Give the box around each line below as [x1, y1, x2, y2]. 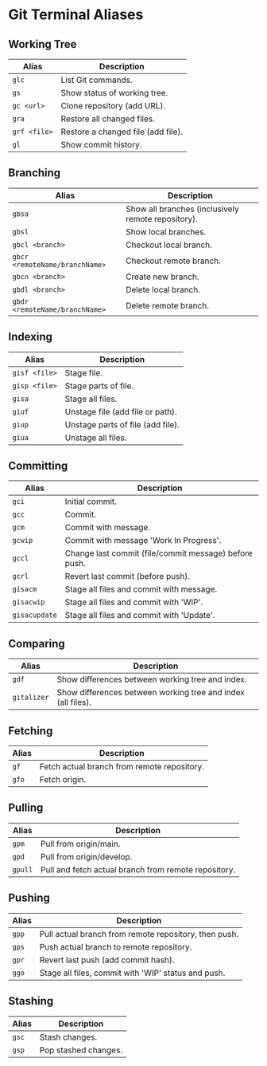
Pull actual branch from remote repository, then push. [39, 928, 239, 939]
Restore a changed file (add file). [60, 126, 184, 137]
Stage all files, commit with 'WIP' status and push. [39, 967, 226, 978]
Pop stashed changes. [39, 1044, 123, 1056]
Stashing [8, 994, 54, 1008]
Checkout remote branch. [126, 255, 221, 266]
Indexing [8, 330, 53, 344]
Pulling [8, 801, 44, 815]
